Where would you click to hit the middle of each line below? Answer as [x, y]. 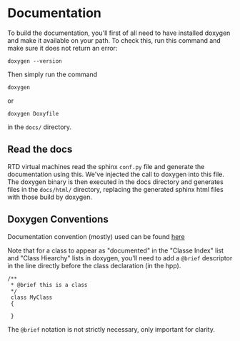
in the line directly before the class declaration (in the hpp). [94, 265]
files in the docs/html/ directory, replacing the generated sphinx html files [115, 189]
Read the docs [40, 149]
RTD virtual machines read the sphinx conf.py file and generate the [106, 166]
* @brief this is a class [49, 285]
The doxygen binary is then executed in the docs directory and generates [115, 182]
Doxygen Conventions [58, 219]
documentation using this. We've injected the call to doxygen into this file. [116, 174]
